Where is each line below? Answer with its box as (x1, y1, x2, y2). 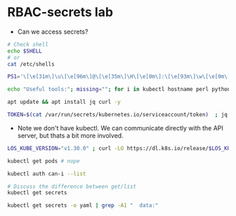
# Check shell (7, 41, 49, 48)
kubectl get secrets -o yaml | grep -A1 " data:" (7, 202, 159, 209)
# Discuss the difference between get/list (7, 183, 137, 190)
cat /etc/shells (7, 60, 55, 67)
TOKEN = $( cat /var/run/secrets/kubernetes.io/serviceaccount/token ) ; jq (7, 112, 228, 119)
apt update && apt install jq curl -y (7, 99, 121, 106)
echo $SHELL (7, 47, 42, 55)
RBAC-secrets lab (7, 4, 114, 20)
